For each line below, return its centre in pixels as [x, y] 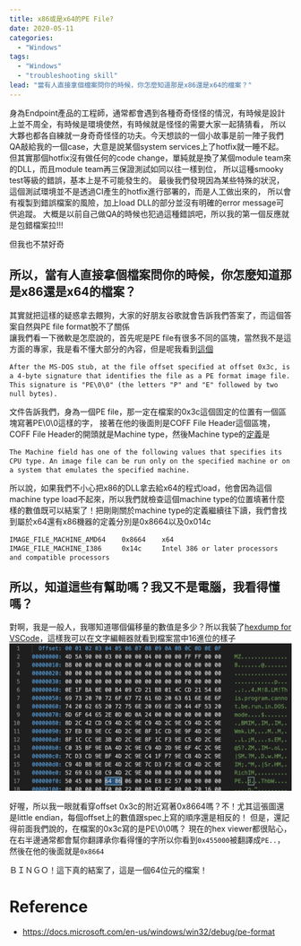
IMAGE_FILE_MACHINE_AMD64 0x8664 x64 [92, 539]
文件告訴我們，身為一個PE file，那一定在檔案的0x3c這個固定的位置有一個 [144, 412]
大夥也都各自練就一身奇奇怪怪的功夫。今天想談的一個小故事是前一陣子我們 [146, 135]
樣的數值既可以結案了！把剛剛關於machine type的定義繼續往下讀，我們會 [144, 510]
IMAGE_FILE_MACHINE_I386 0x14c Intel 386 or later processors [144, 548]
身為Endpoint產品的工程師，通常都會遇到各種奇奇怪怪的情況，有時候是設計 [147, 113]
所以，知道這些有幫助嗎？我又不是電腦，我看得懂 [145, 587]
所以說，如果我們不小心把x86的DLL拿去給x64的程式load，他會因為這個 [141, 488]
